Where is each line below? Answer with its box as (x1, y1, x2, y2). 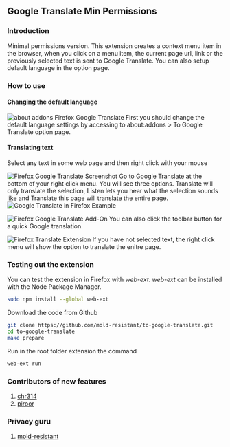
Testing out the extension (7, 259, 94, 269)
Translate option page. (7, 127, 71, 136)
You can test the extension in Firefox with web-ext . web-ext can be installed (7, 275, 222, 284)
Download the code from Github (7, 309, 98, 317)
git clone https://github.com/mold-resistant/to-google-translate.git (7, 322, 214, 329)
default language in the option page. (7, 63, 110, 72)
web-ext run (7, 360, 41, 367)
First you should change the (126, 113, 205, 121)
